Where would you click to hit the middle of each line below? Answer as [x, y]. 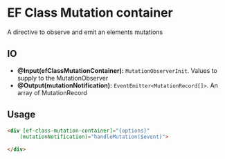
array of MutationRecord [52, 92]
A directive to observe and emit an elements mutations [85, 32]
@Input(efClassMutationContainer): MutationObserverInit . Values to [117, 70]
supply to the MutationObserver [63, 78]
